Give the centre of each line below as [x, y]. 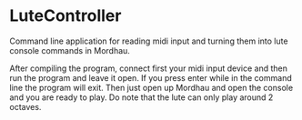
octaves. [25, 106]
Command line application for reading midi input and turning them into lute [149, 41]
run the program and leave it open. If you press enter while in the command [151, 77]
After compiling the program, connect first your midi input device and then [149, 68]
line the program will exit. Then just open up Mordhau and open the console [151, 87]
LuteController [65, 16]
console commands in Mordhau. [70, 50]
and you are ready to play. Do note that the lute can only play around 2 [141, 97]
